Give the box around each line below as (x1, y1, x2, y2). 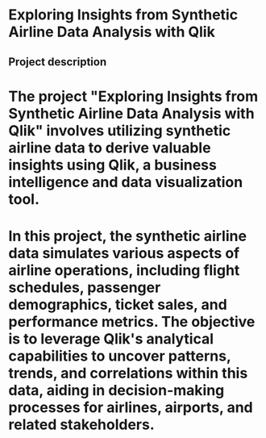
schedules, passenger (8, 278, 161, 296)
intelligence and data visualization (8, 173, 243, 191)
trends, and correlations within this (8, 364, 248, 382)
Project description (8, 55, 107, 69)
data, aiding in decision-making (8, 381, 225, 399)
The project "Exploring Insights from (8, 87, 259, 106)
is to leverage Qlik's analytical (8, 329, 214, 348)
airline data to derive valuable (8, 139, 211, 156)
